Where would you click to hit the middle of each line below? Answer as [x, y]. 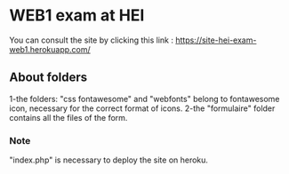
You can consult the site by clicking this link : [92, 40]
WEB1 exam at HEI [77, 16]
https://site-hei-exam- [216, 40]
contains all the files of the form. [68, 117]
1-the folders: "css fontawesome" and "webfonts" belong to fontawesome [144, 99]
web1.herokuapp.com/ [50, 49]
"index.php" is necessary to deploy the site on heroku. [109, 160]
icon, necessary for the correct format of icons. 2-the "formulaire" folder [142, 108]
